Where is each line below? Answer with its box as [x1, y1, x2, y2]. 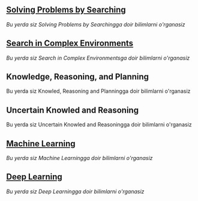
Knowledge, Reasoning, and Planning [6, 72, 149, 82]
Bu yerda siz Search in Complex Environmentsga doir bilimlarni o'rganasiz [6, 54, 190, 61]
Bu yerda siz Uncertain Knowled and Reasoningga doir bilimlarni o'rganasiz [6, 121, 192, 128]
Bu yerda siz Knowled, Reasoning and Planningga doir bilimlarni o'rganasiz [6, 87, 191, 95]
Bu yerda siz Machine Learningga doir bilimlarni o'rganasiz [6, 155, 153, 162]
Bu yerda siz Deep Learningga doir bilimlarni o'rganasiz [6, 188, 145, 195]
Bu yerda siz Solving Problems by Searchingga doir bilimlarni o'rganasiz [6, 20, 185, 28]
